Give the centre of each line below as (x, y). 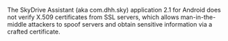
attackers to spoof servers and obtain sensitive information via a (120, 24)
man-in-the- (198, 17)
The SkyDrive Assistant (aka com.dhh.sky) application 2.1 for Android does (114, 10)
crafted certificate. (34, 31)
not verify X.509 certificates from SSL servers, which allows (93, 17)
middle (17, 24)
